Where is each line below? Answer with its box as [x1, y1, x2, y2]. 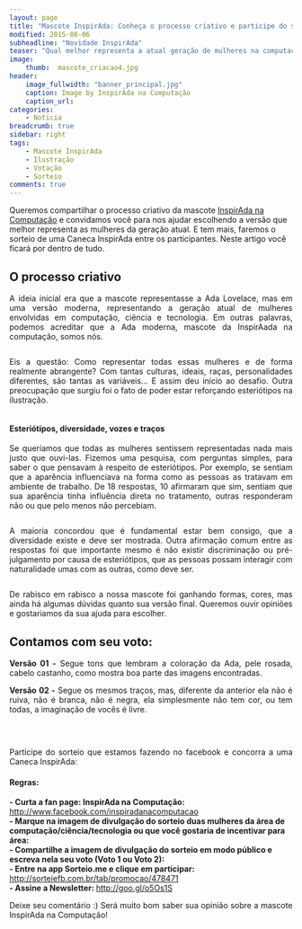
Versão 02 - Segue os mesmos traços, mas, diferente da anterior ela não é [9, 685, 294, 695]
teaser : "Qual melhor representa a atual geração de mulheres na [9, 47, 259, 56]
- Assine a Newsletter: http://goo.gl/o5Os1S [9, 882, 173, 894]
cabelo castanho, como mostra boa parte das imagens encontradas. [9, 667, 262, 678]
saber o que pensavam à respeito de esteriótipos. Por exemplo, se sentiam [9, 462, 293, 473]
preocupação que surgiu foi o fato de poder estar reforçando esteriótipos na [9, 385, 293, 395]
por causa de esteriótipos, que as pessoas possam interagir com [52, 554, 293, 565]
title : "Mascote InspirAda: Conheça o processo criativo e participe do [9, 22, 288, 31]
